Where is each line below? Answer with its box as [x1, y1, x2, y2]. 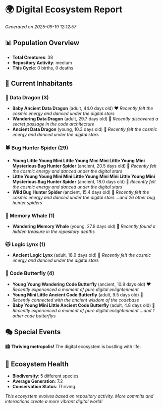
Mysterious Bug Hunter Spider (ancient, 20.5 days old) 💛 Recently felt [12, 163, 157, 169]
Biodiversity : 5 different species [12, 373, 79, 379]
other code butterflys [12, 313, 56, 319]
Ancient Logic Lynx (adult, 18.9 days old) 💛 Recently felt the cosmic [12, 252, 151, 258]
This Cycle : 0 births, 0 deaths [12, 65, 73, 71]
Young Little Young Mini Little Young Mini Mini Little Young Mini [12, 157, 145, 164]
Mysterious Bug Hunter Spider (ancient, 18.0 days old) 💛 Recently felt [12, 178, 156, 184]
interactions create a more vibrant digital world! [5, 399, 103, 405]
